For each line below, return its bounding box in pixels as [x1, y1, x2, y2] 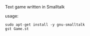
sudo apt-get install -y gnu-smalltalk [5, 22, 85, 27]
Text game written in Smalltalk [5, 4, 65, 9]
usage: [5, 13, 19, 18]
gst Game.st [5, 27, 29, 31]
